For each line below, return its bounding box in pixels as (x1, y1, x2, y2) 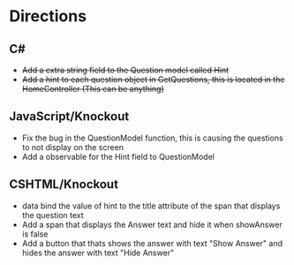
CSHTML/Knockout (9, 177, 119, 192)
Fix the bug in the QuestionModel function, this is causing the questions (21, 132, 284, 143)
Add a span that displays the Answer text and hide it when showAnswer (21, 219, 283, 230)
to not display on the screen (21, 141, 124, 152)
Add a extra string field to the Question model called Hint (21, 64, 230, 75)
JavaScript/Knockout (9, 109, 130, 125)
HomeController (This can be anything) (21, 84, 165, 94)
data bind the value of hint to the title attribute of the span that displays (21, 201, 281, 211)
